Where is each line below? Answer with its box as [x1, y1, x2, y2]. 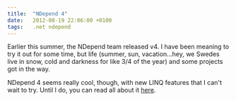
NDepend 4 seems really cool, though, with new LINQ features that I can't [7, 79, 223, 87]
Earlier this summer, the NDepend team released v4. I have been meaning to [7, 43, 230, 51]
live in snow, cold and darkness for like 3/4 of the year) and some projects [7, 58, 223, 66]
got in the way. [7, 65, 51, 74]
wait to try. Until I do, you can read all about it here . [7, 86, 156, 95]
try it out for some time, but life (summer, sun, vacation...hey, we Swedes [7, 50, 220, 58]
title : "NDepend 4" [7, 10, 69, 18]
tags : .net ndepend [7, 23, 71, 30]
